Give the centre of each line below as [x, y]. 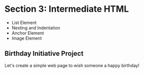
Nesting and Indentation [36, 27]
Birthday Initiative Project [44, 54]
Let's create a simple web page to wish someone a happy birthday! [72, 65]
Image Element [27, 38]
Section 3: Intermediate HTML [67, 9]
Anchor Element [28, 33]
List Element [24, 23]
